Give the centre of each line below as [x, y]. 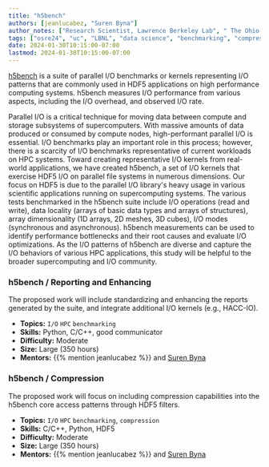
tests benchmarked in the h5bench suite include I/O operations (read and [129, 202]
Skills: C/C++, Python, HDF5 [67, 429]
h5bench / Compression [56, 379]
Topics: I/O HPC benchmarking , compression [90, 420]
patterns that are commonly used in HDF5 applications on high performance [134, 84]
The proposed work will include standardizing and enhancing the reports [128, 300]
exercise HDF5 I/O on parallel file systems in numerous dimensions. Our [127, 176]
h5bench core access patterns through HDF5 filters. [94, 405]
